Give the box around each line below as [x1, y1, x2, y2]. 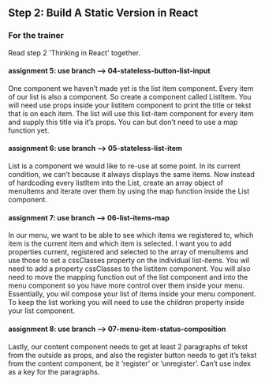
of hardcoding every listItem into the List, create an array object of [8, 178, 224, 188]
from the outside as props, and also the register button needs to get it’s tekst [8, 350, 257, 360]
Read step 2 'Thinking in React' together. [8, 47, 140, 58]
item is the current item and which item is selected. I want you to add [8, 239, 232, 248]
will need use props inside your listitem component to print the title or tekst [8, 100, 252, 110]
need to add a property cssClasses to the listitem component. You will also [8, 264, 251, 273]
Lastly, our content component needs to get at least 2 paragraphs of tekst [8, 341, 248, 351]
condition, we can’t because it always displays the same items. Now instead [8, 170, 255, 179]
